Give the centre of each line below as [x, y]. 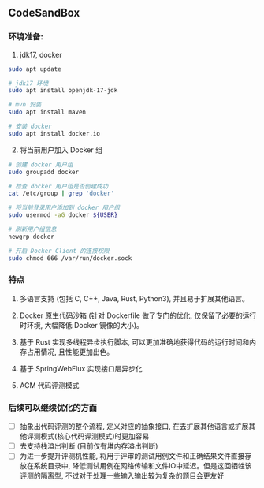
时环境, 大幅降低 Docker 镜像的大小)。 [82, 325]
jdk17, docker [41, 54]
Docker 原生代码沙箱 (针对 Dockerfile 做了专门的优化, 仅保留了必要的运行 [138, 315]
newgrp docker [32, 237]
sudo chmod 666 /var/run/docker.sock [70, 258]
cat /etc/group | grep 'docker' [61, 194]
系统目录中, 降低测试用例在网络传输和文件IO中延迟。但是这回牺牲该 [143, 466]
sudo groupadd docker [44, 172]
